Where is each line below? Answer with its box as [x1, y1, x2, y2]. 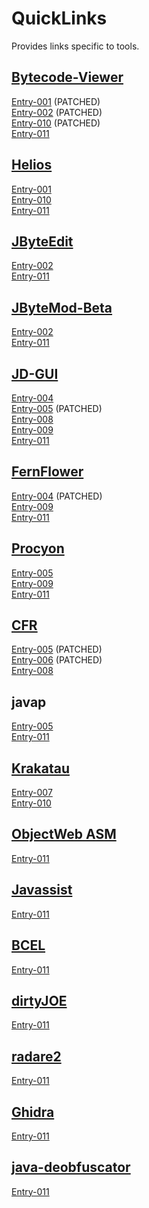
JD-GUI [11, 365, 59, 382]
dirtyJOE [11, 992, 68, 1009]
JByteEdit [11, 233, 74, 250]
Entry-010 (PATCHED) [11, 117, 101, 129]
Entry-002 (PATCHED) [11, 106, 103, 118]
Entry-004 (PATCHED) [11, 490, 103, 502]
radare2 [11, 1048, 62, 1065]
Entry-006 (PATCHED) [11, 654, 103, 666]
